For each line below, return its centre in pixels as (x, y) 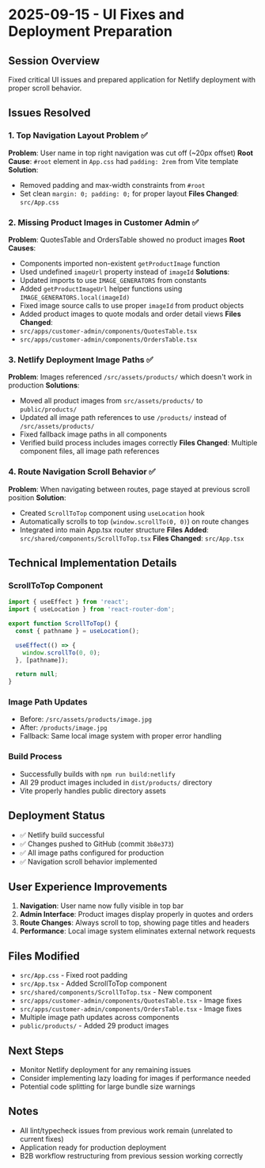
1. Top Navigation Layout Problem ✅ (78, 136)
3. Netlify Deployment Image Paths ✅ (81, 360)
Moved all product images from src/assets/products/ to (111, 401)
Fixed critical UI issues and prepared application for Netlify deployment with (132, 80)
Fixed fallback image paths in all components (93, 434)
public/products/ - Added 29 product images (94, 1026)
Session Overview (54, 61)
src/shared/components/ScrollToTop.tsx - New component (115, 992)
